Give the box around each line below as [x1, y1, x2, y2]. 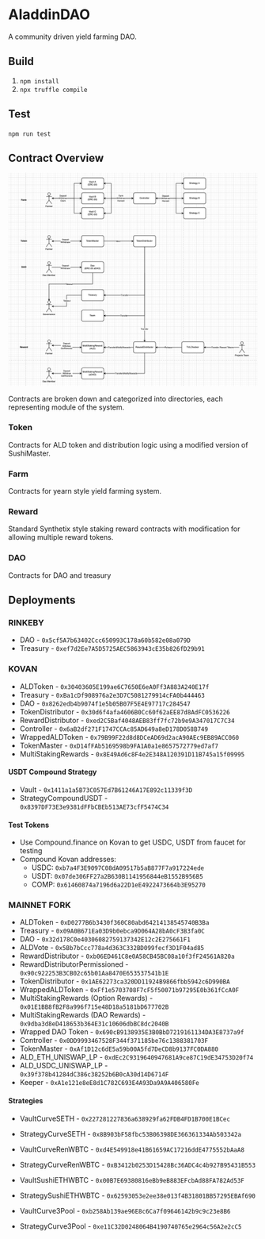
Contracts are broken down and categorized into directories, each [8, 394, 223, 403]
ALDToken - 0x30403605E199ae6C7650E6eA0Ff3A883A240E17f [19, 681, 210, 691]
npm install [19, 77, 59, 85]
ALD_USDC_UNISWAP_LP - [19, 1061, 108, 1071]
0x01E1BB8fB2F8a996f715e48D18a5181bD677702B [19, 1003, 169, 1011]
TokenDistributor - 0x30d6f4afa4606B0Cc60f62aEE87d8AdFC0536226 [19, 706, 231, 716]
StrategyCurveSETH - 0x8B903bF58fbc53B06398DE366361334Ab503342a [19, 1129, 242, 1138]
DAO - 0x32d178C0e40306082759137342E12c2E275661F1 [19, 934, 191, 944]
